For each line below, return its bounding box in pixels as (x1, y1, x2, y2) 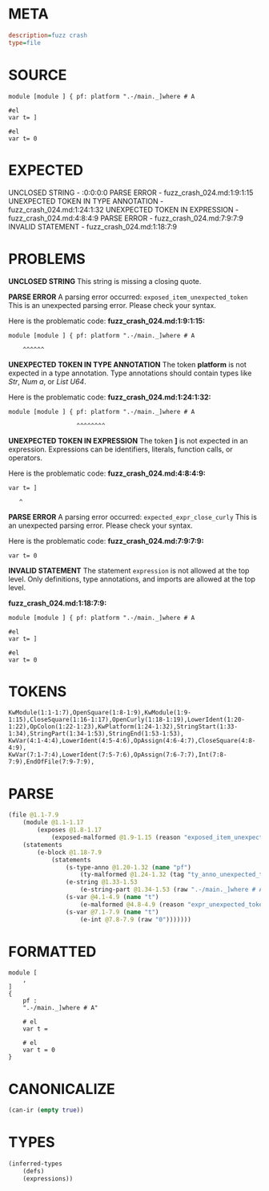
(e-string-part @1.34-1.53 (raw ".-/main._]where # (79, 885, 256, 894)
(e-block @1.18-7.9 (37, 848, 102, 857)
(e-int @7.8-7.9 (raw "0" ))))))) (79, 915, 192, 923)
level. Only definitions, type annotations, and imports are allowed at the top (8, 574, 256, 584)
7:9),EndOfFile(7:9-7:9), (8, 758, 94, 766)
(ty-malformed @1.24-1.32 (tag (79, 871, 184, 879)
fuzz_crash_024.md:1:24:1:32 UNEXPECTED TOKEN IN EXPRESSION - (8, 205, 239, 214)
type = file (8, 38, 42, 47)
